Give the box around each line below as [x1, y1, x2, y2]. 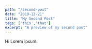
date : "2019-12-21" [5, 12, 45, 16]
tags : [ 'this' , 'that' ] [5, 20, 51, 26]
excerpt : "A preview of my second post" [5, 25, 88, 30]
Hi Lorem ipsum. [5, 38, 38, 44]
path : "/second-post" [5, 7, 49, 12]
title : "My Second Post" [5, 16, 55, 21]
